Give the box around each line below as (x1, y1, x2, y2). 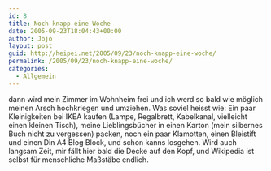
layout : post (8, 42, 53, 50)
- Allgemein (15, 72, 57, 80)
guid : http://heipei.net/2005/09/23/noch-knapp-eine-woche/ (8, 49, 217, 58)
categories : (8, 65, 49, 73)
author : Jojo (8, 34, 53, 43)
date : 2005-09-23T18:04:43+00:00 (8, 27, 122, 35)
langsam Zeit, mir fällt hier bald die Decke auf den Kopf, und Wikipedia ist (8, 146, 255, 156)
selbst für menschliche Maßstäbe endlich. (8, 155, 149, 165)
